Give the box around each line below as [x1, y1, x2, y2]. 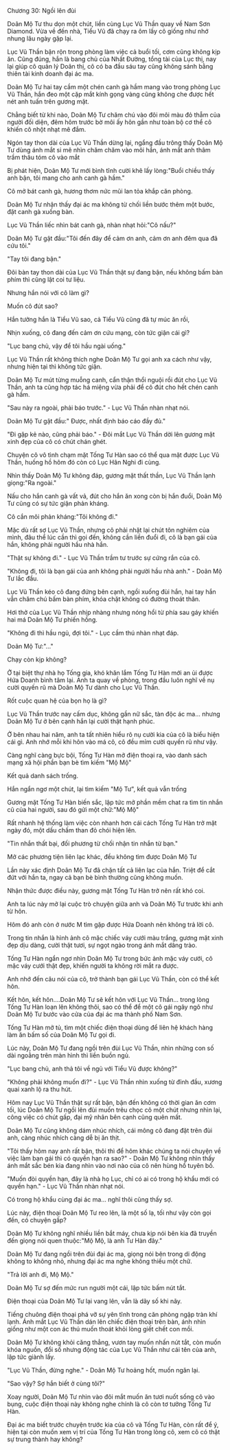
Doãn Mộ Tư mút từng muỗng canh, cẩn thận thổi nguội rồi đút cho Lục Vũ [7, 376, 218, 384]
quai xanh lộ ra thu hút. [7, 1085, 73, 1093]
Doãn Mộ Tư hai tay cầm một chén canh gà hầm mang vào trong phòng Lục [7, 83, 221, 91]
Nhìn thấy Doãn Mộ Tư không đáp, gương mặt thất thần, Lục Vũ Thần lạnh [7, 471, 216, 480]
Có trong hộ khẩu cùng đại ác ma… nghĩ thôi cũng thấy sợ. [7, 1195, 173, 1204]
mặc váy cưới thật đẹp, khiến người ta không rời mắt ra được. [7, 961, 179, 970]
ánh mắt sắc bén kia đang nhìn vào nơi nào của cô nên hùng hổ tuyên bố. [7, 1162, 215, 1169]
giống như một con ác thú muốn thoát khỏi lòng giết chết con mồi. [7, 1325, 194, 1333]
